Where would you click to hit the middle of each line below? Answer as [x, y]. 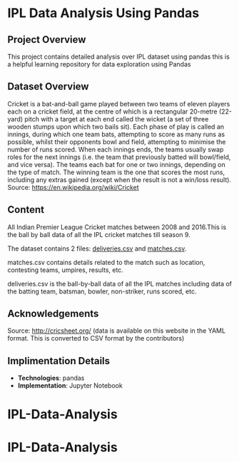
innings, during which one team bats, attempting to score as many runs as [116, 134]
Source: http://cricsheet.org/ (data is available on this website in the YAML [117, 331]
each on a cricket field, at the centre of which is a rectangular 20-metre [112, 111]
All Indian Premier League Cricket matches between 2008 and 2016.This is [117, 227]
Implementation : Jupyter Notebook [70, 386]
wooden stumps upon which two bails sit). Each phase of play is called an [116, 126]
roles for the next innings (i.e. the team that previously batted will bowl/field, [119, 157]
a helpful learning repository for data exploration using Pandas [99, 64]
